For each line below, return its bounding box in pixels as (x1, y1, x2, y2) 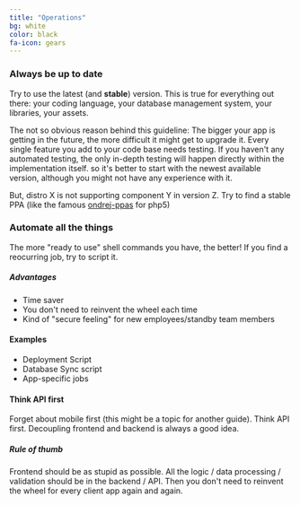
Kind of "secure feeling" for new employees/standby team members (22, 313, 276, 324)
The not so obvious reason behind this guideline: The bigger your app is (9, 125, 276, 135)
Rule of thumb (9, 443, 64, 454)
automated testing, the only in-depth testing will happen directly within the (9, 153, 285, 164)
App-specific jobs (22, 373, 89, 384)
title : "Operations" (9, 13, 87, 22)
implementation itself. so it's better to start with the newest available (9, 162, 261, 173)
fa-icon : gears (9, 38, 66, 48)
